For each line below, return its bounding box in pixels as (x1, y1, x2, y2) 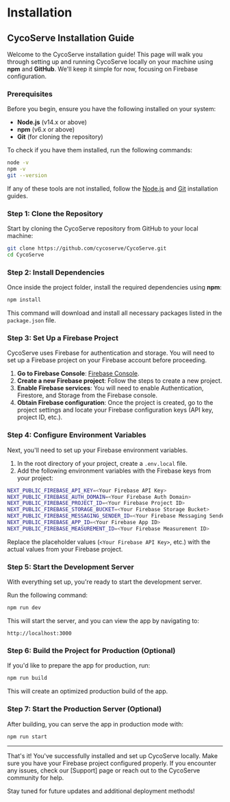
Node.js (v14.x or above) (16, 118, 88, 126)
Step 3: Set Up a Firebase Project (7, 333, 118, 343)
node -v (7, 159, 29, 166)
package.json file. (7, 316, 57, 325)
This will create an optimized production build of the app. (7, 687, 168, 696)
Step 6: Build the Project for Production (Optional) (7, 646, 176, 655)
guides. (7, 191, 29, 200)
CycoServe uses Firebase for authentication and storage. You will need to (7, 349, 215, 357)
